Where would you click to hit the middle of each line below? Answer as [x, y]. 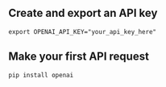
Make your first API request [79, 57]
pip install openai [41, 75]
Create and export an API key [83, 13]
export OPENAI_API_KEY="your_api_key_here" [83, 31]
